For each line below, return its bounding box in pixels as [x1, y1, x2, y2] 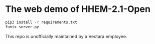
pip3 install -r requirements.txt [5, 20, 78, 25]
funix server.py [5, 24, 39, 29]
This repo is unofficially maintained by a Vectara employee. [5, 33, 127, 39]
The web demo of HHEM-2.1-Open [5, 3, 150, 15]
